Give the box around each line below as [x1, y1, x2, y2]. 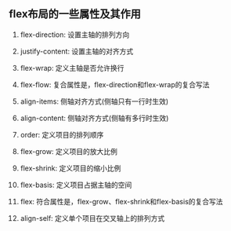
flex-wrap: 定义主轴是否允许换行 [20, 63, 125, 72]
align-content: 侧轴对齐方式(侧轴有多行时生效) [20, 113, 169, 123]
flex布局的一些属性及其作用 [9, 7, 142, 21]
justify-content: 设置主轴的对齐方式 [20, 46, 134, 56]
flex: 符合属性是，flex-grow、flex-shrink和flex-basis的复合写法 [20, 196, 223, 206]
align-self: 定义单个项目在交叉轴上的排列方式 [20, 213, 165, 222]
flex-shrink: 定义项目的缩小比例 [20, 163, 121, 173]
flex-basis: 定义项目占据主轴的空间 [20, 180, 132, 189]
